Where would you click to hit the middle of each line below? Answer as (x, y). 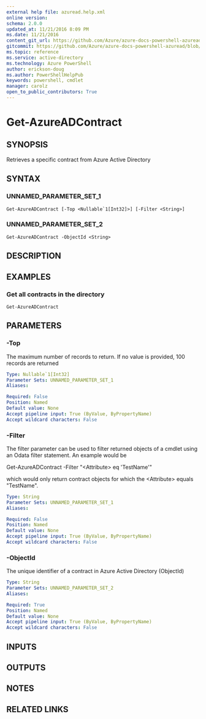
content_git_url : (29, 40)
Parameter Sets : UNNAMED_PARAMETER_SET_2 (60, 588)
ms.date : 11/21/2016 (33, 35)
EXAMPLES (29, 277)
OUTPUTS (26, 667)
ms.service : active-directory (45, 58)
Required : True (26, 605)
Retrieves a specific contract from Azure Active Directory (78, 160)
